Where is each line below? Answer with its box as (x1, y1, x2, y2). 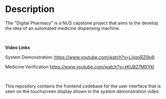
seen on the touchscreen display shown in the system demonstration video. (5, 88, 160, 94)
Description (5, 3, 55, 15)
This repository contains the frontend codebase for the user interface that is (5, 83, 161, 89)
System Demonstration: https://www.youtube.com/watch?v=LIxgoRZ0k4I (5, 54, 155, 60)
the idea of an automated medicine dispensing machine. (5, 25, 120, 31)
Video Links (5, 44, 30, 50)
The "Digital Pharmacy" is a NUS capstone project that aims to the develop (5, 20, 159, 26)
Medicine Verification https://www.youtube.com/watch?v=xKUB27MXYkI (5, 64, 155, 70)
